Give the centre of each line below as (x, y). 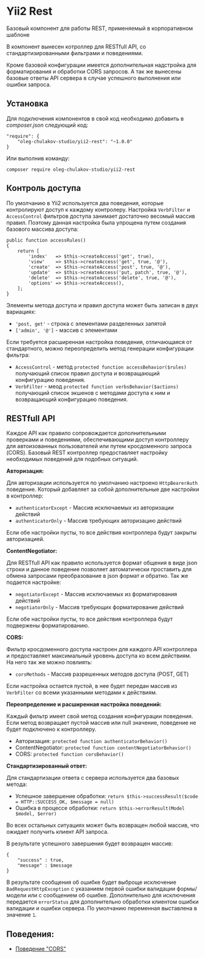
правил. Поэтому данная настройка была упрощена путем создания (96, 222)
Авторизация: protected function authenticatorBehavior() (91, 741)
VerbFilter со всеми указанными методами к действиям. (82, 692)
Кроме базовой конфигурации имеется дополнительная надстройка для (102, 65)
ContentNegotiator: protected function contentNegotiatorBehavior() (103, 747)
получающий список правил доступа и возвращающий (88, 373)
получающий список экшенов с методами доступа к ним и (92, 392)
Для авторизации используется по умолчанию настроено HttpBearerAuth (102, 483)
